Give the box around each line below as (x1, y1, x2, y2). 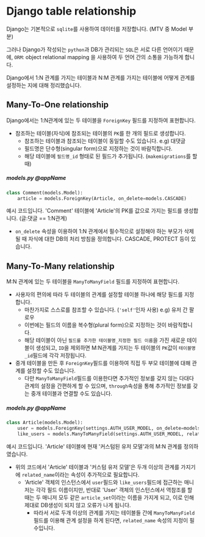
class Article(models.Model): (6, 419, 84, 426)
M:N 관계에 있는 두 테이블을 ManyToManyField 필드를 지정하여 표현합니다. (6, 278, 180, 285)
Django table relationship (6, 4, 137, 18)
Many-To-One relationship (6, 99, 109, 110)
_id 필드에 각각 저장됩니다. (24, 352, 87, 359)
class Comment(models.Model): (6, 190, 84, 196)
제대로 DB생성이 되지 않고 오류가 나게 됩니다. (24, 501, 131, 508)
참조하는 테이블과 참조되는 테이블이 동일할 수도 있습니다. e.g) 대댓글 (24, 137, 186, 144)
